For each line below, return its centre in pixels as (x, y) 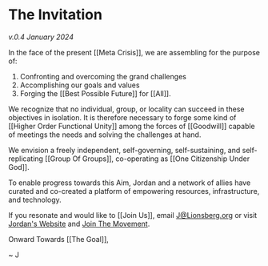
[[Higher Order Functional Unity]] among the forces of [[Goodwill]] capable (132, 126)
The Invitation (55, 15)
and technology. (35, 199)
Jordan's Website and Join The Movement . (79, 224)
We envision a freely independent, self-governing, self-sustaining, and (124, 150)
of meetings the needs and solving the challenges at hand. (105, 135)
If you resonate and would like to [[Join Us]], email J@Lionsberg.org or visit (133, 215)
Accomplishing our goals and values (80, 85)
